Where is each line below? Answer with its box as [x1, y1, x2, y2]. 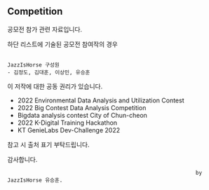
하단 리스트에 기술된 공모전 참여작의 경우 [7, 40, 118, 48]
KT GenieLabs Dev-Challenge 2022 [17, 125, 121, 134]
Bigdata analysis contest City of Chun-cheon [17, 111, 147, 119]
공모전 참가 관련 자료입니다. [7, 25, 83, 34]
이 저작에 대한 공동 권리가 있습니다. [7, 82, 103, 90]
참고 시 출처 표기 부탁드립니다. [7, 140, 90, 149]
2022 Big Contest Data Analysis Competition [17, 103, 147, 111]
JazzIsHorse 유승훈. [7, 177, 63, 184]
